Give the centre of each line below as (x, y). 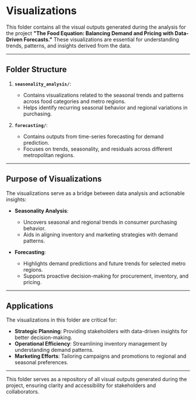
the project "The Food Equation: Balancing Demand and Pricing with (90, 33)
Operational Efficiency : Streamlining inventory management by (91, 344)
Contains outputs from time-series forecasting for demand (93, 136)
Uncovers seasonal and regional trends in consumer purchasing (100, 222)
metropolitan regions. (49, 155)
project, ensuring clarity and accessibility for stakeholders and (81, 385)
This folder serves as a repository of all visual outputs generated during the (97, 380)
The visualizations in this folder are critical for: (62, 320)
